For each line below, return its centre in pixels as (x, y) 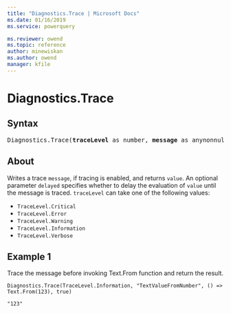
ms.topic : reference (37, 45)
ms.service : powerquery (41, 26)
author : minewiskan (35, 52)
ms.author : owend (32, 58)
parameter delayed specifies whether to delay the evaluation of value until (112, 185)
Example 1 (29, 256)
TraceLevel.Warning (45, 221)
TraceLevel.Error (42, 214)
